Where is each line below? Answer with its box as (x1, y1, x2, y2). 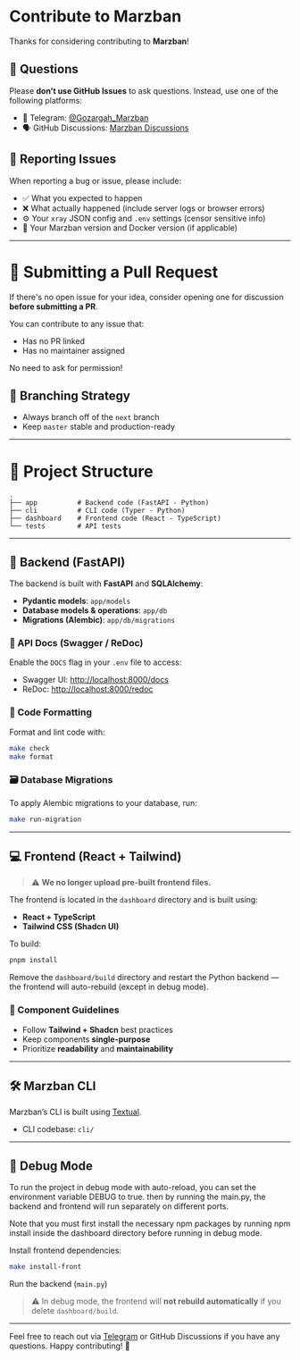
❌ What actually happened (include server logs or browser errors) (21, 203, 265, 214)
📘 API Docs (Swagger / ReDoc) (9, 636, 144, 649)
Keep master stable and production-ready (21, 422, 176, 432)
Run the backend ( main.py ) (9, 1279, 108, 1289)
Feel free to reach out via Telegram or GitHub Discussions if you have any (9, 1331, 280, 1342)
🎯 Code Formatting (9, 706, 92, 718)
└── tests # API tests (9, 522, 122, 531)
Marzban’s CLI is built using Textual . (9, 1106, 142, 1118)
